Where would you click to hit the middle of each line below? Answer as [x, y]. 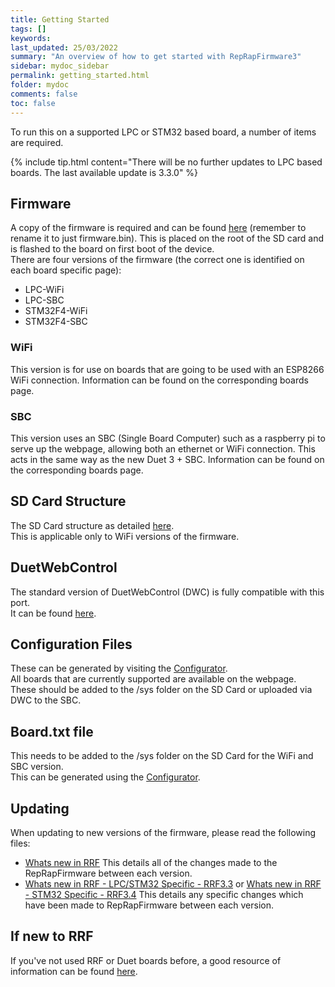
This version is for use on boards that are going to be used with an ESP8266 [167, 369]
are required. [37, 142]
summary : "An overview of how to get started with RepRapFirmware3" [156, 57]
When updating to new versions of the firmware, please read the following [163, 832]
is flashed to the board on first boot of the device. [112, 249]
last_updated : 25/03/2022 [64, 47]
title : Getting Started [60, 19]
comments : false [44, 94]
